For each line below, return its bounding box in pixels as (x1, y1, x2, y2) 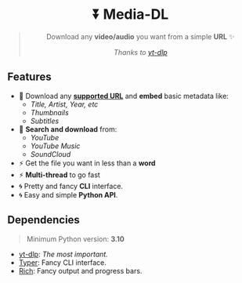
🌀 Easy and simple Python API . (18, 190, 118, 199)
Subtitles (30, 116, 60, 125)
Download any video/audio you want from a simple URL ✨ (45, 31, 236, 41)
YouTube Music (30, 141, 81, 151)
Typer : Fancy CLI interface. (18, 257, 107, 267)
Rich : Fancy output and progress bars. (18, 266, 143, 275)
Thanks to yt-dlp (114, 47, 168, 56)
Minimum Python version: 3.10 (26, 234, 125, 244)
